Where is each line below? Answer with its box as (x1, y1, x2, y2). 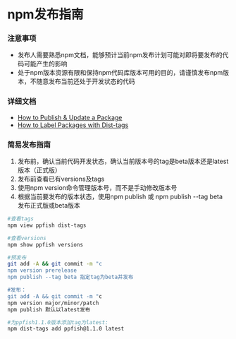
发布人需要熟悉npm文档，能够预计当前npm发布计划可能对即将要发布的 (17, 51, 223, 59)
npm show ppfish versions (7, 241, 83, 248)
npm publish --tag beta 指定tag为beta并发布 (7, 273, 134, 281)
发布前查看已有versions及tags (17, 174, 105, 184)
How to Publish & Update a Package (17, 113, 123, 121)
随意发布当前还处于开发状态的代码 (36, 77, 135, 85)
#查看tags (7, 215, 34, 222)
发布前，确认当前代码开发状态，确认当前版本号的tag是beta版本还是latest (17, 157, 229, 166)
